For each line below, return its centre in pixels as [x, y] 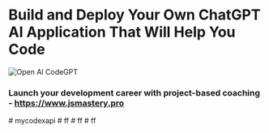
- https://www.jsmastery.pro [66, 103]
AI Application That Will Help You [122, 32]
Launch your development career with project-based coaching [134, 92]
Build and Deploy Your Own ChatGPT [134, 15]
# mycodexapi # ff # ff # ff [52, 121]
